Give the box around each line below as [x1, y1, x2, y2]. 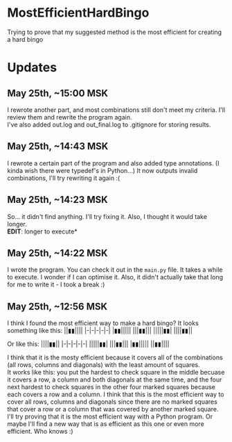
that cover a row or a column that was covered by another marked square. [7, 405, 219, 414]
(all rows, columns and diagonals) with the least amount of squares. [7, 361, 200, 369]
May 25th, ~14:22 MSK [7, 247, 108, 259]
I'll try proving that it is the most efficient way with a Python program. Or [7, 412, 213, 421]
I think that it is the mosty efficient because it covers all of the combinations [7, 353, 223, 362]
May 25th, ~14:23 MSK [7, 194, 109, 206]
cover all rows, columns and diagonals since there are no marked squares [7, 398, 218, 406]
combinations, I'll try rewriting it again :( [7, 174, 121, 182]
